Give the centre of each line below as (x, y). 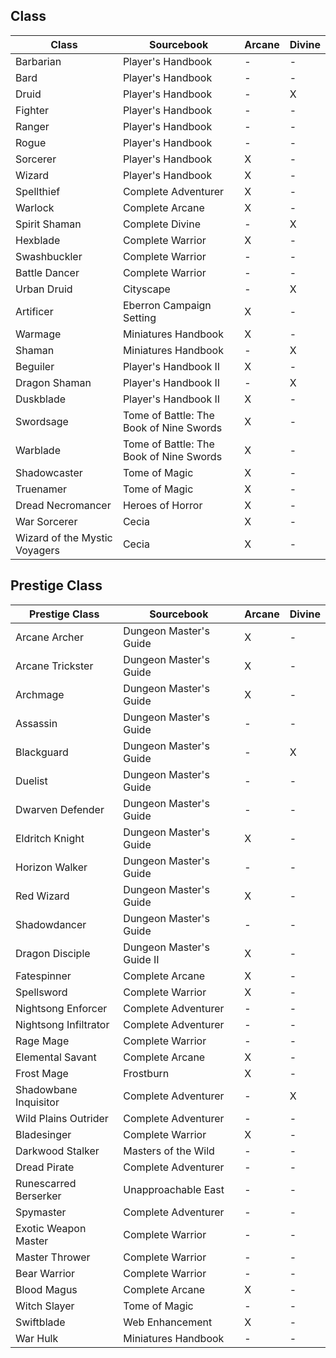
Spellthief (38, 191)
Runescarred (46, 1183)
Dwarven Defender (60, 809)
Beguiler (35, 366)
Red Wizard (42, 896)
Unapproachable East (174, 1189)
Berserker (38, 1196)
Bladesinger (43, 1134)
